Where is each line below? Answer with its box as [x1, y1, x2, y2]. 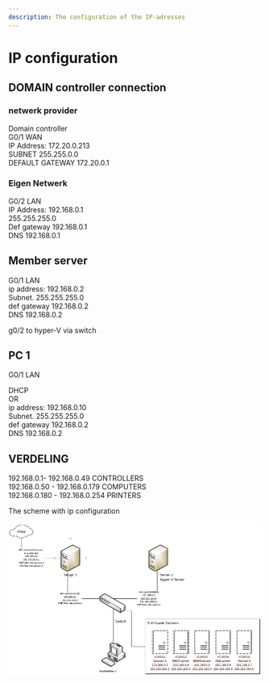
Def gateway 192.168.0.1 [8, 222, 88, 232]
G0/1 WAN [8, 132, 43, 141]
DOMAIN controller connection [8, 81, 167, 94]
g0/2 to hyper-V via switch [8, 325, 97, 335]
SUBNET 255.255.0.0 [8, 149, 79, 159]
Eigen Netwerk [8, 178, 68, 189]
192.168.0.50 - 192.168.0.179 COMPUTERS [8, 482, 147, 492]
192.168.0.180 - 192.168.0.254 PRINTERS [8, 491, 142, 501]
